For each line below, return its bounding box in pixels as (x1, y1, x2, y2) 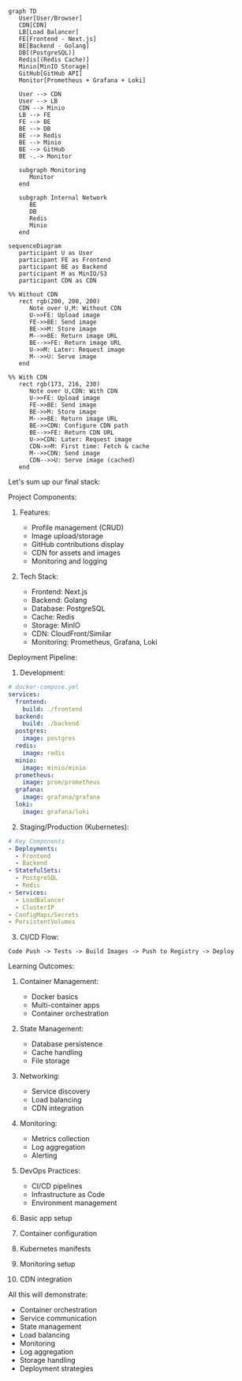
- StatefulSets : (8, 866, 61, 875)
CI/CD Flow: (19, 932, 59, 942)
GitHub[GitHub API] (18, 69, 83, 77)
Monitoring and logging (31, 556, 108, 566)
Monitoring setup (19, 1259, 76, 1269)
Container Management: (19, 977, 99, 986)
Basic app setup (19, 1214, 73, 1223)
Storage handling (19, 1356, 76, 1365)
